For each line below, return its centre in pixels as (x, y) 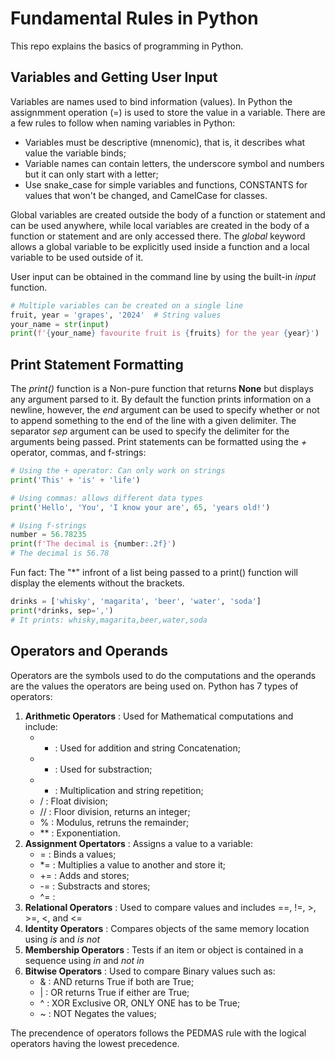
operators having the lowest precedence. (95, 1043)
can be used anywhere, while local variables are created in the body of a (160, 225)
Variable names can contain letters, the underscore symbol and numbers (174, 163)
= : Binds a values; (78, 854)
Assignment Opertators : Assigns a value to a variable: (138, 843)
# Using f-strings (48, 525)
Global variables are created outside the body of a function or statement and (168, 214)
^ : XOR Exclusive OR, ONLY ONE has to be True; (140, 1003)
